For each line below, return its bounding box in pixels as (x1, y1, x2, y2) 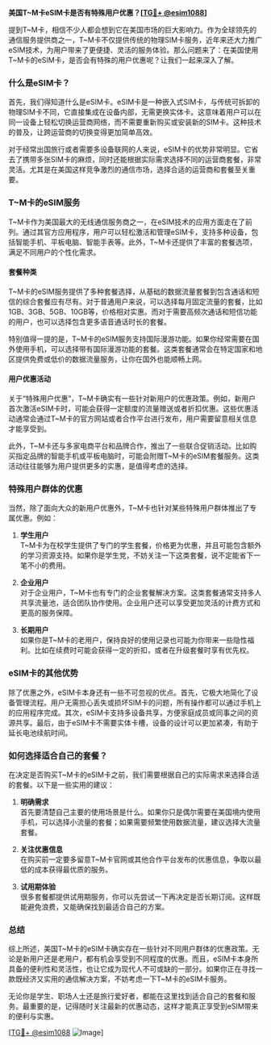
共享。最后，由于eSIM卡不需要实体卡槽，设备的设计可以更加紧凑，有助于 (15, 717, 259, 727)
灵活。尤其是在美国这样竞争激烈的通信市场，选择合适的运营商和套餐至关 (8, 165, 248, 174)
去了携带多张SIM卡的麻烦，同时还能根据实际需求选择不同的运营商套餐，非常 (8, 155, 262, 165)
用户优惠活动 (8, 374, 51, 384)
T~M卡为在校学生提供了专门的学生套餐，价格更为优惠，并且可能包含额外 (19, 541, 262, 550)
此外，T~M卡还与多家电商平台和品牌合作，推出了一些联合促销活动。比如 (8, 441, 250, 450)
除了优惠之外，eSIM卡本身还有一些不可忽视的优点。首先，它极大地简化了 (8, 688, 252, 697)
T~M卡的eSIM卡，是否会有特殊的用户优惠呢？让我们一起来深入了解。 (8, 56, 239, 65)
